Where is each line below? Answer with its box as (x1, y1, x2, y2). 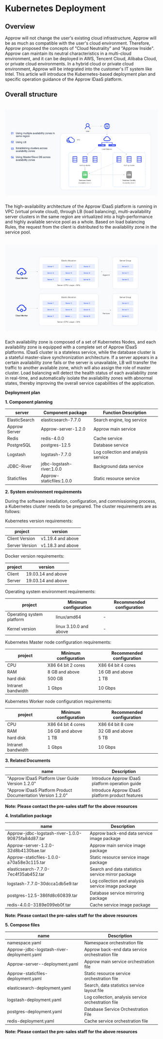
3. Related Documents (5, 758, 51, 763)
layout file (84, 988, 104, 993)
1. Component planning (5, 399, 53, 405)
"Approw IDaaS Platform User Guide (7, 775, 79, 781)
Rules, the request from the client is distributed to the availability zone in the (5, 224, 157, 230)
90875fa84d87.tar (7, 836, 45, 841)
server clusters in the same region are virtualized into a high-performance (5, 214, 153, 220)
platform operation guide (92, 780, 142, 786)
